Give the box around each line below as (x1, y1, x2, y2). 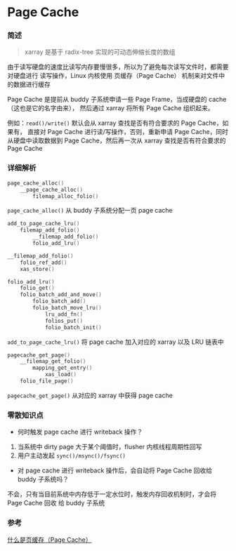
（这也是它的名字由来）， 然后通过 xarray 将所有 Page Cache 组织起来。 (7, 104, 214, 112)
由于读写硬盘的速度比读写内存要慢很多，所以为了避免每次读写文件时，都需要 (7, 62, 229, 71)
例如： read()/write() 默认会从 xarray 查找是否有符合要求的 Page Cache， (7, 119, 223, 127)
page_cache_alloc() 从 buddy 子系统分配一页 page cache (7, 206, 173, 215)
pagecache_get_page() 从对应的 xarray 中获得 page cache (7, 391, 173, 399)
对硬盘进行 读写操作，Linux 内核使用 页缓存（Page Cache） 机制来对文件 (7, 72, 219, 80)
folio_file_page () (20, 378, 74, 385)
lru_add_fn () (44, 310, 83, 318)
